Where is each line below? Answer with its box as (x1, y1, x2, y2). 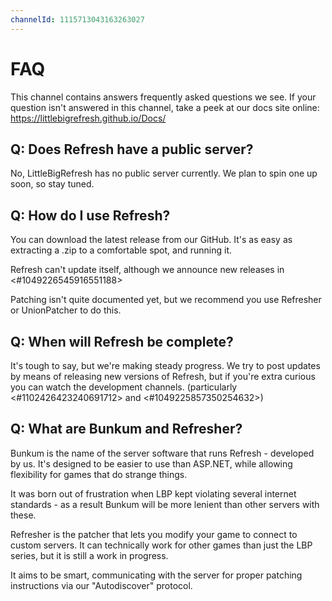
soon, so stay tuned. (10, 178, 95, 190)
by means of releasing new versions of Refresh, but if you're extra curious (10, 371, 316, 382)
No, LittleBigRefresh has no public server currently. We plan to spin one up (10, 167, 318, 180)
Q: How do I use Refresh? (10, 207, 171, 224)
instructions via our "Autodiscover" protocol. (10, 579, 193, 591)
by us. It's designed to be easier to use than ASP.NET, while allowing (10, 457, 293, 470)
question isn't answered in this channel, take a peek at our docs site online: (10, 101, 320, 113)
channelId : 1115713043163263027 (10, 14, 145, 25)
